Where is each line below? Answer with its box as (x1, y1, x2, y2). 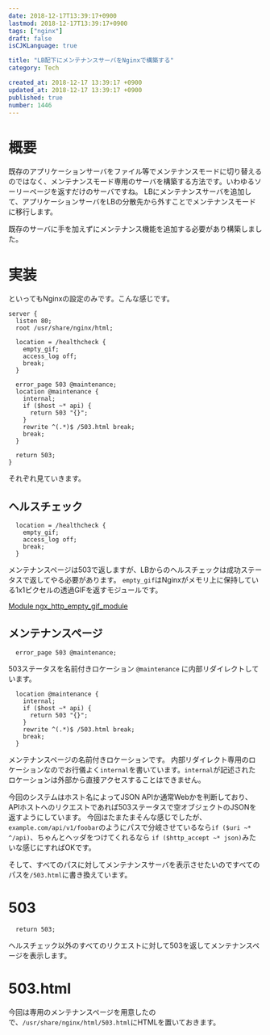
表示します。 (29, 950, 72, 960)
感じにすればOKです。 (22, 842, 96, 852)
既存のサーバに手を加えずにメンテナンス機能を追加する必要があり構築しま (8, 224, 255, 234)
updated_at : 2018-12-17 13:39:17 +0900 (8, 86, 143, 94)
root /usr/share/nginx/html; (15, 324, 114, 332)
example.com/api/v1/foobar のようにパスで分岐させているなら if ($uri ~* (8, 822, 251, 832)
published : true (8, 94, 63, 102)
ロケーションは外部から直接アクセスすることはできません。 (8, 775, 206, 785)
